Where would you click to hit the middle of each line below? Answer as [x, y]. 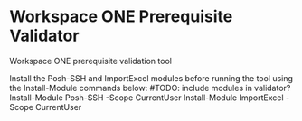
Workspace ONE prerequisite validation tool [90, 60]
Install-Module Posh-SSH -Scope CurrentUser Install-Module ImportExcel [146, 98]
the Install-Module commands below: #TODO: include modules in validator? [150, 88]
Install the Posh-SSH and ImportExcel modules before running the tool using [151, 78]
